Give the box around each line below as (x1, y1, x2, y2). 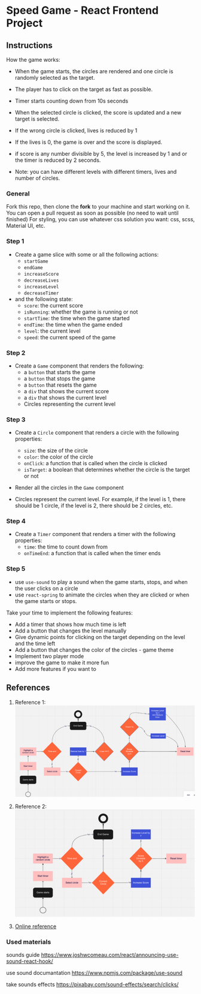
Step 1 (6, 237, 25, 246)
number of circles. (14, 174, 60, 182)
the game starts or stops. (14, 597, 77, 604)
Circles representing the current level (23, 400, 115, 408)
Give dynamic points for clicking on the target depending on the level (14, 633, 185, 640)
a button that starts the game (23, 368, 96, 375)
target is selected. (14, 115, 60, 122)
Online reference (14, 923, 57, 930)
